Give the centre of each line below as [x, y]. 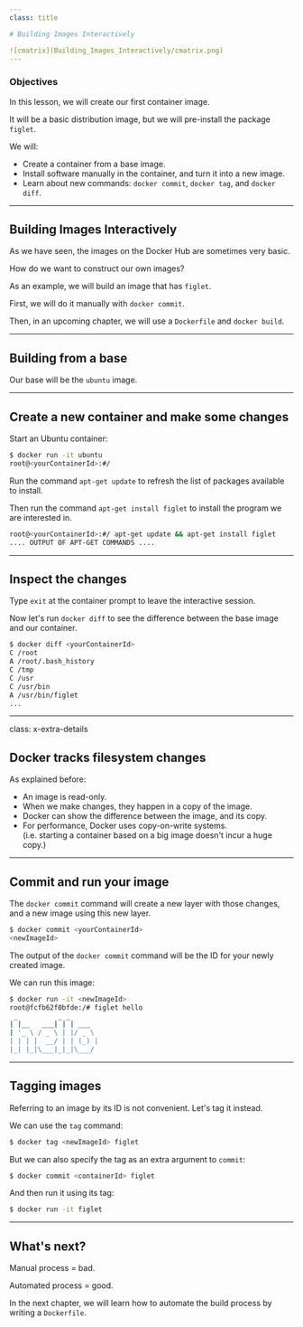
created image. [37, 965]
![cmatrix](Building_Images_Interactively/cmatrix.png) [116, 51]
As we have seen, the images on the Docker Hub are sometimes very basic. [150, 251]
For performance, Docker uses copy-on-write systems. [125, 826]
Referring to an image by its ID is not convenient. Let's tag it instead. [136, 1107]
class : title [34, 18]
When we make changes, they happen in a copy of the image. [137, 806]
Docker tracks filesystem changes [108, 757]
